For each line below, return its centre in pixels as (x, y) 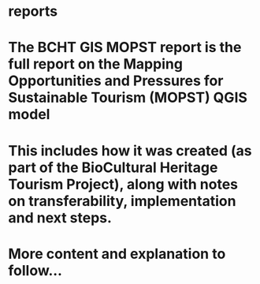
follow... (35, 270)
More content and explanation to (117, 254)
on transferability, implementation (122, 201)
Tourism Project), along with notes (123, 184)
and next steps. (60, 217)
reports (33, 11)
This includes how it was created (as (130, 150)
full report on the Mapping (96, 64)
